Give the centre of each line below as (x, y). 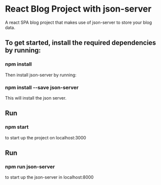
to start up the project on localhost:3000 (46, 137)
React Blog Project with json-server (78, 9)
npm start (17, 127)
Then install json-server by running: (41, 75)
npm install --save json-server (42, 87)
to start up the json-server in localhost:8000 (49, 177)
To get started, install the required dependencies (81, 43)
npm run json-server (30, 167)
